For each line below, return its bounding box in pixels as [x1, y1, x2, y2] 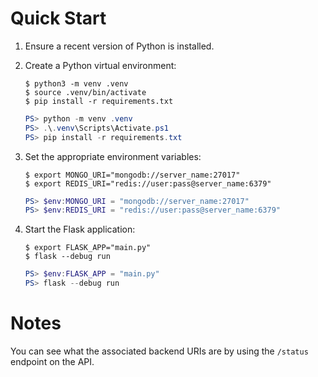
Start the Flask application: [24, 223, 136, 236]
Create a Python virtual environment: [24, 59, 177, 71]
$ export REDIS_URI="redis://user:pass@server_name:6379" [24, 178, 272, 189]
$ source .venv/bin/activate [24, 87, 147, 97]
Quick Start [10, 7, 107, 30]
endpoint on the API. [10, 356, 95, 367]
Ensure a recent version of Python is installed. [24, 40, 215, 52]
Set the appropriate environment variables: [24, 150, 202, 162]
